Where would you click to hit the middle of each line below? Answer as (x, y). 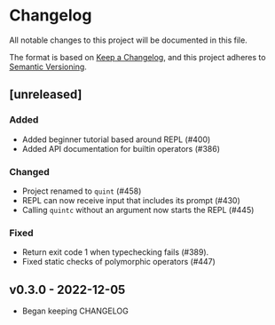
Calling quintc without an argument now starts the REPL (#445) (138, 210)
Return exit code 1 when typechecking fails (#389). (115, 252)
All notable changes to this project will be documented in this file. (129, 40)
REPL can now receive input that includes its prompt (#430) (131, 200)
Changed (30, 171)
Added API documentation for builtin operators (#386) (121, 148)
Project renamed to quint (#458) (82, 191)
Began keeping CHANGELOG (75, 311)
